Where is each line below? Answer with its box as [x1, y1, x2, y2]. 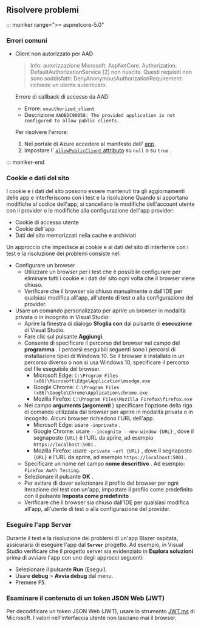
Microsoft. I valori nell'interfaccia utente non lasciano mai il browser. [6, 614, 177, 621]
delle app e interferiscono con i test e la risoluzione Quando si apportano [6, 194, 189, 202]
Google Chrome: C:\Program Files [33, 384, 120, 391]
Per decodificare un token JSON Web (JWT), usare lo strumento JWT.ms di [6, 608, 196, 614]
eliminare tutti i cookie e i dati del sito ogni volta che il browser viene [24, 275, 196, 282]
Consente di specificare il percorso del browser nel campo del [24, 339, 180, 346]
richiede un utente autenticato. [30, 82, 107, 89]
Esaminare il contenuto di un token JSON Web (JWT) [6, 594, 165, 602]
